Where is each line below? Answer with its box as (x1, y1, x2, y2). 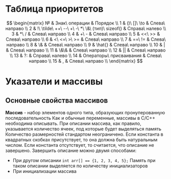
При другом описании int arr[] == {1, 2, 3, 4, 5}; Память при (12, 157, 156, 163)
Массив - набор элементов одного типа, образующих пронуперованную (5, 109, 165, 115)
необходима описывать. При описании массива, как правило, (5, 120, 141, 126)
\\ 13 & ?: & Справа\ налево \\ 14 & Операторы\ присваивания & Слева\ (9, 52, 162, 59)
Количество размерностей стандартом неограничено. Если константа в (5, 131, 163, 137)
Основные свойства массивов (5, 96, 108, 105)
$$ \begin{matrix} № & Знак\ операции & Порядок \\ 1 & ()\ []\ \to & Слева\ (6, 20, 165, 26)
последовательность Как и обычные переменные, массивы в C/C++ (5, 115, 156, 121)
